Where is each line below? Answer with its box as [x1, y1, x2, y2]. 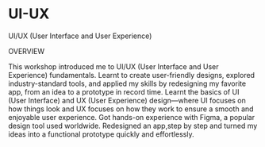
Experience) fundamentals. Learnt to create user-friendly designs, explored [8, 70, 255, 79]
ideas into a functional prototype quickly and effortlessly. [8, 129, 194, 139]
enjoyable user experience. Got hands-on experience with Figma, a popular [8, 112, 255, 122]
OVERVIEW [8, 46, 45, 56]
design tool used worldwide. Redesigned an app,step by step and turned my [8, 121, 258, 130]
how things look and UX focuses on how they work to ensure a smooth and [8, 104, 254, 114]
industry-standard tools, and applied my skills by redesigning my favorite [8, 79, 247, 88]
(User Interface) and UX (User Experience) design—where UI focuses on [8, 95, 246, 105]
